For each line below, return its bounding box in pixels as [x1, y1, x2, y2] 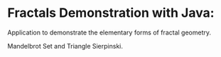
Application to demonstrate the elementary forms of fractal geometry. [7, 28, 212, 37]
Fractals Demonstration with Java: [7, 5, 215, 21]
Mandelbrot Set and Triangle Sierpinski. [7, 42, 123, 50]
